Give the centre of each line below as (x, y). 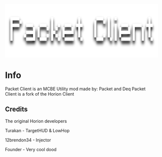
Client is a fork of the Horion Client (40, 94)
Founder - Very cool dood (31, 149)
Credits (16, 109)
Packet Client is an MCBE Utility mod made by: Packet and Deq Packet (75, 89)
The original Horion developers (36, 121)
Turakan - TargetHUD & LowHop (37, 130)
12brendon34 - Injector (28, 140)
